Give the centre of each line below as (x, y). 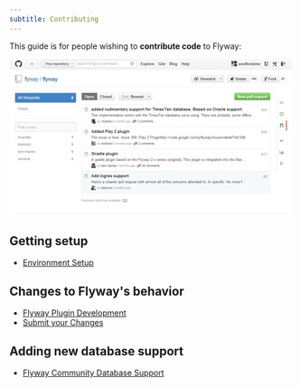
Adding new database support (96, 351)
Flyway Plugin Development (74, 313)
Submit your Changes (63, 323)
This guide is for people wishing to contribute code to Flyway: (126, 46)
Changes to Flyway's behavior (97, 291)
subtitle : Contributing (54, 19)
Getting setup (49, 241)
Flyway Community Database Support (93, 373)
